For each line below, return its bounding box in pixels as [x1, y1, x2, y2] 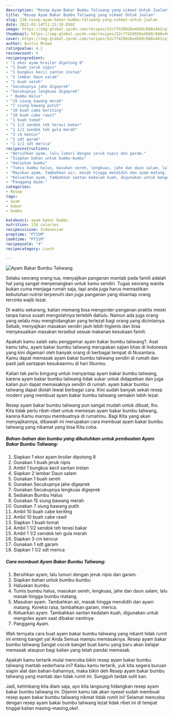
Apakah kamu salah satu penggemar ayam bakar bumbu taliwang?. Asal [6, 338, 159, 344]
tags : [6, 194, 17, 199]
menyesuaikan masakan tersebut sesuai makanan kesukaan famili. [6, 328, 147, 335]
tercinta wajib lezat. [6, 297, 47, 303]
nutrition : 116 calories [6, 222, 59, 228]
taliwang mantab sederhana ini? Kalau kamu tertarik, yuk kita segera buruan [6, 663, 166, 669]
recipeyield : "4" [6, 241, 43, 247]
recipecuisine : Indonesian [6, 227, 64, 232]
